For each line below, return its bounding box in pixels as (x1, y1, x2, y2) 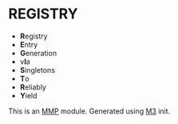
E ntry (19, 39, 38, 49)
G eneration (19, 48, 57, 58)
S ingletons (19, 65, 56, 74)
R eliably (19, 82, 46, 92)
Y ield (19, 90, 38, 100)
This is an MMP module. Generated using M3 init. (8, 106, 171, 116)
